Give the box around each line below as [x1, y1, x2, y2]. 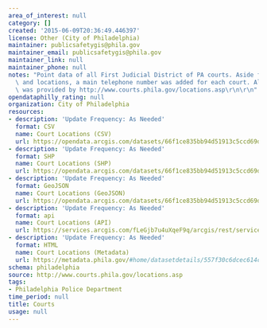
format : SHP [15, 152, 56, 160]
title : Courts [8, 300, 56, 308]
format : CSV [15, 123, 56, 131]
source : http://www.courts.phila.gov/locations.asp [8, 271, 183, 279]
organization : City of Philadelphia [8, 100, 130, 108]
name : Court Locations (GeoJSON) [15, 189, 126, 197]
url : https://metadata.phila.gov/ [15, 256, 130, 264]
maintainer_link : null [8, 57, 83, 64]
